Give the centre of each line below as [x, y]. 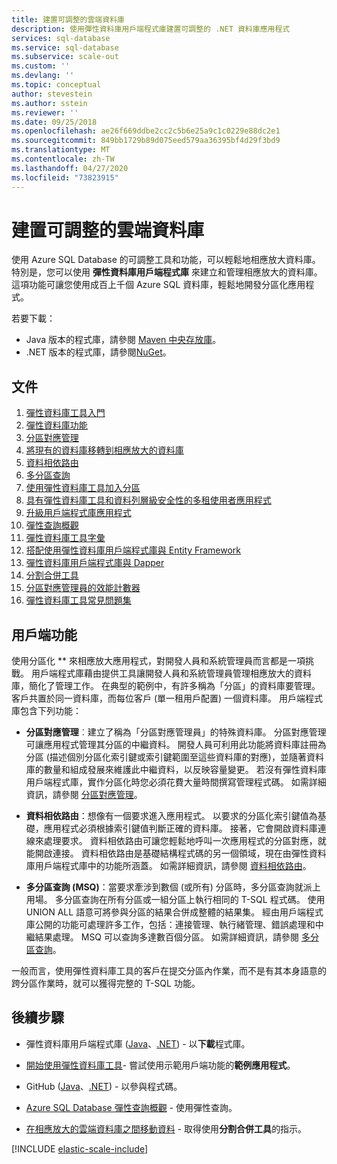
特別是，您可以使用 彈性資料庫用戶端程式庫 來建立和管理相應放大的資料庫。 [167, 272]
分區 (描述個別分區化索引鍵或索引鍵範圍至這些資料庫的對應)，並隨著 [166, 757]
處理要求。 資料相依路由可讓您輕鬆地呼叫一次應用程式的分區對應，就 [185, 841]
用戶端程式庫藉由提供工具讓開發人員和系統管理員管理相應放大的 [162, 673]
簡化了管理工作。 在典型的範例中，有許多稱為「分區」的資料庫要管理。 [174, 686]
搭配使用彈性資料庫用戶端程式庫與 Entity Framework [133, 550]
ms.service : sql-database [65, 47]
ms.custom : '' [41, 66]
